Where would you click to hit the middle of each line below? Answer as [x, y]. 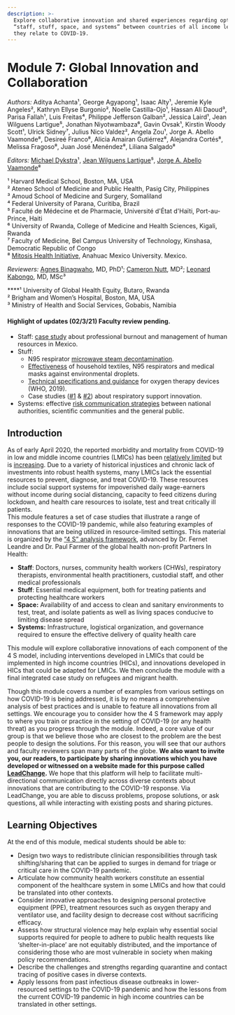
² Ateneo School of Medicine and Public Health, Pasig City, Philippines [108, 189]
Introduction [35, 433]
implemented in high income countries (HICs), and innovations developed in [116, 663]
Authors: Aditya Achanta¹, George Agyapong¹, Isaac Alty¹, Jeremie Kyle [109, 102]
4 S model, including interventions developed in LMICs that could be [106, 656]
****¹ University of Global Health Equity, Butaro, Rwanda [88, 290]
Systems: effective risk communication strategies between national [114, 404]
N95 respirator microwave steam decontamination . [101, 359]
